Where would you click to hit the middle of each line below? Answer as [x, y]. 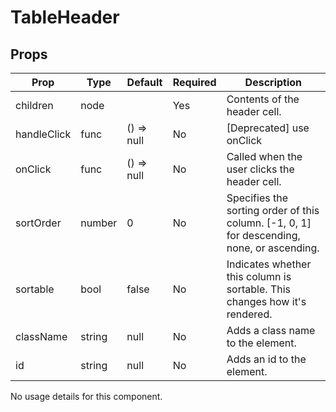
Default [144, 82]
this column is [259, 276]
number [99, 223]
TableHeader [65, 17]
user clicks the [260, 169]
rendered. [249, 314]
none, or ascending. [273, 248]
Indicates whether [269, 264]
